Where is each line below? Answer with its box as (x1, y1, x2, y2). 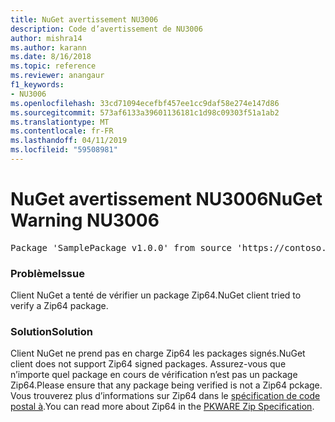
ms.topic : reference (10, 61, 97, 71)
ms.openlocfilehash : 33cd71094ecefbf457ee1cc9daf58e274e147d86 (10, 98, 280, 108)
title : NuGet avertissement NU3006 (10, 14, 159, 25)
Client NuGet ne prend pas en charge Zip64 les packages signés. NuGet (10, 347, 306, 360)
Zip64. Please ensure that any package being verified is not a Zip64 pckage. (10, 379, 323, 391)
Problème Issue (10, 266, 85, 280)
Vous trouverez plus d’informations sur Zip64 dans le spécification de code (10, 390, 321, 402)
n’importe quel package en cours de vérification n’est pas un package (10, 369, 298, 381)
